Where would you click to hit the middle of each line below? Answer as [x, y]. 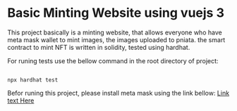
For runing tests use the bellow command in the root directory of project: [113, 60]
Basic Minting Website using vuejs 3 [116, 13]
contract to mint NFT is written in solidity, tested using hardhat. [99, 47]
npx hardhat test [33, 80]
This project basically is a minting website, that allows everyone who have [115, 32]
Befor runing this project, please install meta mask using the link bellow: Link [119, 93]
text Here [21, 100]
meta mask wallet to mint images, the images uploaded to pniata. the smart [116, 39]
